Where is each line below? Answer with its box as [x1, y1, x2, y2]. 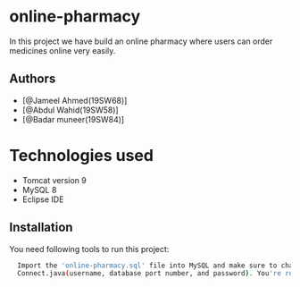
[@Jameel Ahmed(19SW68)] [21, 95, 128, 106]
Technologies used [9, 145, 154, 165]
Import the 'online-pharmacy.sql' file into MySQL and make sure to [17, 261, 278, 270]
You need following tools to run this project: [9, 243, 170, 254]
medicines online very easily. [9, 45, 116, 55]
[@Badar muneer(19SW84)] [21, 114, 125, 124]
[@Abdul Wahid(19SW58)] [21, 105, 119, 115]
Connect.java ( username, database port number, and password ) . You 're [17, 269, 281, 278]
